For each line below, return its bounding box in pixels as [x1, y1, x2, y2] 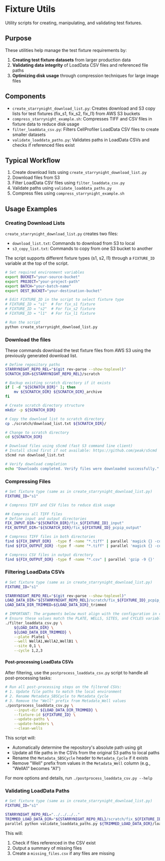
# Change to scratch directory [5, 430, 69, 435]
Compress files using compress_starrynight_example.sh [12, 190, 125, 196]
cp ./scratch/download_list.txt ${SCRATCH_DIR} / [5, 421, 107, 426]
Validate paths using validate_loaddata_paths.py [12, 185, 112, 191]
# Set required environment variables [5, 270, 84, 275]
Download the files [5, 336, 51, 343]
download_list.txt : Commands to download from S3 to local [12, 241, 135, 246]
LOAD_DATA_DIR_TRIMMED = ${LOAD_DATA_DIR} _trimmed [5, 603, 107, 608]
